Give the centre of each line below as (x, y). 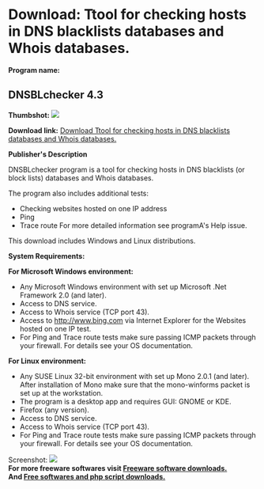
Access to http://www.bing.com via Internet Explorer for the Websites (133, 320)
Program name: (34, 70)
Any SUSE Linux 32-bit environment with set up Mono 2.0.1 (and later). (134, 376)
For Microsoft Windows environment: (71, 271)
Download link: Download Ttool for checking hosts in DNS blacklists (119, 130)
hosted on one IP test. (55, 328)
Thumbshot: (29, 115)
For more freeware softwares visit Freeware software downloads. (118, 468)
